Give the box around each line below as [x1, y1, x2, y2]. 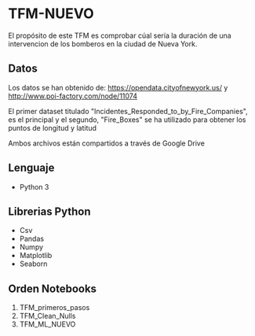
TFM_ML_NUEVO [19, 319, 76, 329]
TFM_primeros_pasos [19, 303, 90, 312]
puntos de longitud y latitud [8, 123, 97, 132]
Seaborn [19, 259, 48, 268]
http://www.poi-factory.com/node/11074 [8, 91, 137, 101]
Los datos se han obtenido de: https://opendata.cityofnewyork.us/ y [8, 83, 228, 92]
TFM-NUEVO [8, 5, 94, 23]
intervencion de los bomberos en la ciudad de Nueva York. [8, 39, 198, 48]
